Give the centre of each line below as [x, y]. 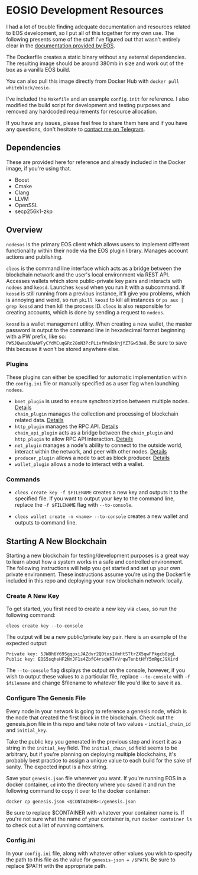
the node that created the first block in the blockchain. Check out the [90, 718]
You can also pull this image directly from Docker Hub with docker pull [93, 81]
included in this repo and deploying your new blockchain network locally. [95, 580]
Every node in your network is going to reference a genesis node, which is [97, 711]
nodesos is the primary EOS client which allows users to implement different [98, 244]
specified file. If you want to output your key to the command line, [95, 498]
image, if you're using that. [39, 168]
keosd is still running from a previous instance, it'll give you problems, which [98, 293]
